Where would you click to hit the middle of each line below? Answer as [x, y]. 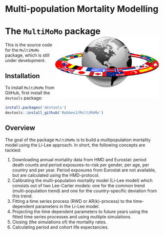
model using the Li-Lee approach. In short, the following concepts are [75, 145]
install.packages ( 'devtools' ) [36, 107]
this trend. [22, 196]
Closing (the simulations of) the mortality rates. [59, 222]
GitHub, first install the [28, 93]
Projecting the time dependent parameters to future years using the [80, 212]
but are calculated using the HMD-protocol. [56, 175]
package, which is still [27, 55]
